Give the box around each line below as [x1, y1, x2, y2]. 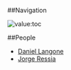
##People [7, 33, 36, 42]
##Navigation [7, 6, 48, 14]
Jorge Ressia [17, 54, 56, 63]
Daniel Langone [17, 47, 64, 55]
